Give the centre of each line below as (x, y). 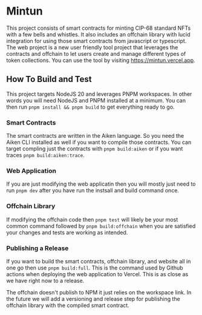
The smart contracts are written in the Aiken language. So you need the (95, 136)
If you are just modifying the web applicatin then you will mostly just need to (101, 184)
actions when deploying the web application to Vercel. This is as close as (97, 274)
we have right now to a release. (45, 280)
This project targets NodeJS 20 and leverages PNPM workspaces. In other (99, 94)
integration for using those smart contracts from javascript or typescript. (96, 41)
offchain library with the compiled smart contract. (68, 305)
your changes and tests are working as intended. (67, 232)
